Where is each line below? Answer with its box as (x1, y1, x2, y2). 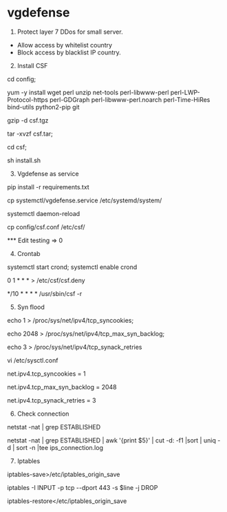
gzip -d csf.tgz (7, 116, 49, 125)
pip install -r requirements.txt (7, 182, 89, 191)
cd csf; (7, 142, 28, 151)
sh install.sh (7, 156, 41, 164)
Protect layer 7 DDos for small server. (17, 28, 123, 36)
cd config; (7, 74, 36, 83)
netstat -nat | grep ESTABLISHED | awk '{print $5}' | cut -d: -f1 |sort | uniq (7, 436, 217, 445)
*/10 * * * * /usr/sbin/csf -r (7, 289, 83, 297)
